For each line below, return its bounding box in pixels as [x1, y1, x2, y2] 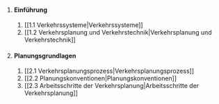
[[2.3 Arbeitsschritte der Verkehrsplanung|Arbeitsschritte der [24, 82, 200, 90]
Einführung [13, 6, 47, 14]
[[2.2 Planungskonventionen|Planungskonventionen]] [24, 74, 177, 83]
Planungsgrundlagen [13, 51, 76, 60]
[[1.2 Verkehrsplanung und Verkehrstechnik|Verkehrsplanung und [24, 28, 212, 37]
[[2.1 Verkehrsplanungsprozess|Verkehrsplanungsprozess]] [24, 67, 195, 76]
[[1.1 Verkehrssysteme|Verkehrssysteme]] [24, 21, 144, 29]
